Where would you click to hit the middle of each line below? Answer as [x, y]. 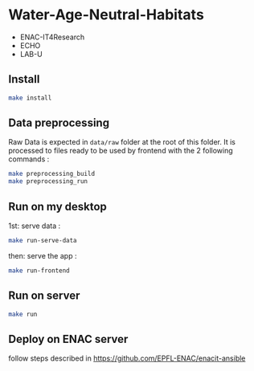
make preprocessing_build [51, 174]
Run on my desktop [57, 206]
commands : [29, 159]
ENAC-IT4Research [52, 37]
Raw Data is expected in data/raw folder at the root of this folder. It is [122, 142]
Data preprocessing [59, 123]
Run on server [44, 296]
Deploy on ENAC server [68, 339]
